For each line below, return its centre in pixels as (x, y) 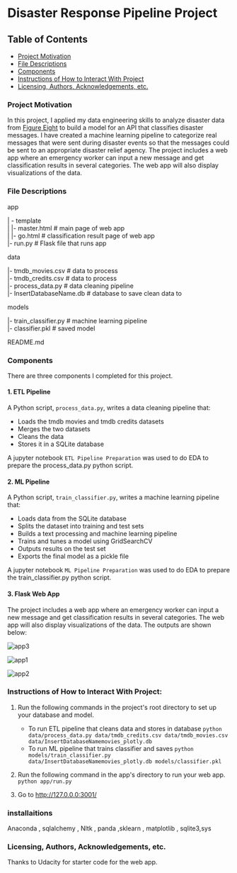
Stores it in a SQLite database (61, 444)
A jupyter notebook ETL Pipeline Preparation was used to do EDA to (108, 458)
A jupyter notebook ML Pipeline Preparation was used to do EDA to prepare (118, 570)
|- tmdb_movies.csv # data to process (63, 270)
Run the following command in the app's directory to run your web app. (121, 774)
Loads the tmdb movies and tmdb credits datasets (91, 422)
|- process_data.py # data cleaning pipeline (71, 286)
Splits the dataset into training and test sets (81, 526)
